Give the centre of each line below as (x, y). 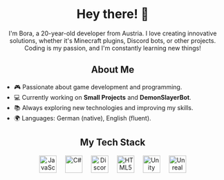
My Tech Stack (113, 142)
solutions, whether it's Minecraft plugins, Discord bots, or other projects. (113, 40)
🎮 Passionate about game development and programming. (98, 87)
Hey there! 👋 (113, 14)
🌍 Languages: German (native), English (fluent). (82, 118)
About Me (113, 70)
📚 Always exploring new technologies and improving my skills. (103, 107)
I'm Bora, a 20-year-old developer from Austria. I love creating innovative (113, 33)
